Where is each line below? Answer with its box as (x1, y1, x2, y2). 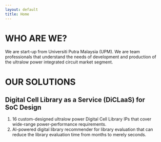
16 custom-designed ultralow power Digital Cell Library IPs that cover (12, 116, 152, 122)
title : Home (5, 12, 29, 17)
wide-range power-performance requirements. (12, 122, 106, 127)
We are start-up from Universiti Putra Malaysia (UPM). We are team (5, 49, 140, 55)
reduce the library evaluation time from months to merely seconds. (12, 132, 146, 138)
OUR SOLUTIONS (5, 76, 76, 87)
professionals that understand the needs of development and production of (5, 54, 157, 60)
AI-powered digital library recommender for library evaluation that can (12, 126, 153, 132)
